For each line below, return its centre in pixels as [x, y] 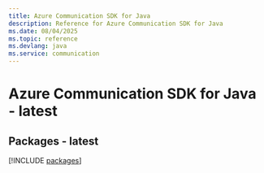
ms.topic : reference [43, 39]
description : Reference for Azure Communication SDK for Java [116, 24]
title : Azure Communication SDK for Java [80, 16]
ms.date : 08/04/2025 [43, 31]
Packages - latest [54, 141]
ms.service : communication [54, 54]
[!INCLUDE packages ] [45, 160]
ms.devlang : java [38, 46]
